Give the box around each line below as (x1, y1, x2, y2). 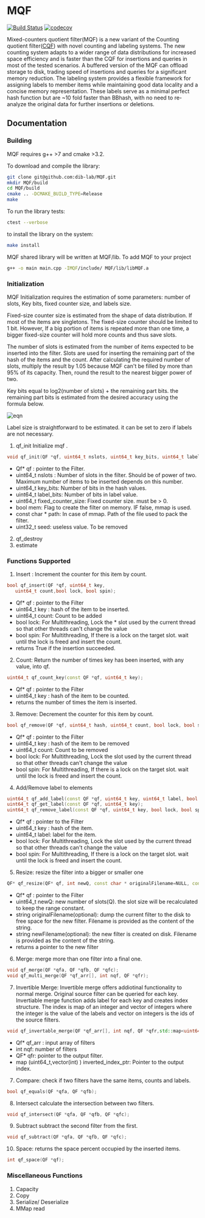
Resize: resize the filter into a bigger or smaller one (15, 869, 144, 876)
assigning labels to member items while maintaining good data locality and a (7, 81, 198, 88)
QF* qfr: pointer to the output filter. (15, 1051, 103, 1059)
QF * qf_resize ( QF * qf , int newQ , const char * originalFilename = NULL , (7, 881, 190, 887)
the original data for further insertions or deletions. (27, 100, 155, 107)
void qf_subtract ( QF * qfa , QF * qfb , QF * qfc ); (7, 1134, 127, 1141)
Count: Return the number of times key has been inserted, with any (15, 656, 184, 664)
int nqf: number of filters (15, 1045, 77, 1053)
